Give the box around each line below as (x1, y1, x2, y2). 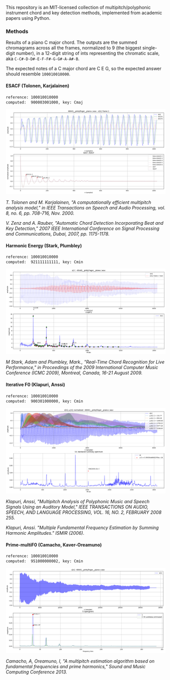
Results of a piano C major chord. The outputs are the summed (6, 39, 138, 45)
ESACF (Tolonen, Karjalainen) (6, 83, 70, 89)
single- (142, 45, 157, 51)
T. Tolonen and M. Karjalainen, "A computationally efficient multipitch (6, 199, 152, 205)
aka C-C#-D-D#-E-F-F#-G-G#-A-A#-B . (6, 56, 80, 62)
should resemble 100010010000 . (6, 71, 71, 77)
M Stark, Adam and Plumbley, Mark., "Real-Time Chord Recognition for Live (6, 359, 164, 365)
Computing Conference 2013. (6, 669, 67, 675)
